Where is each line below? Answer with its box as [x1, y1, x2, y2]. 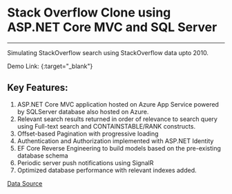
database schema [17, 151, 68, 160]
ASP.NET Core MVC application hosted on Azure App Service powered [17, 100, 220, 108]
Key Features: [7, 82, 68, 94]
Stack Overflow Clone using [7, 5, 171, 21]
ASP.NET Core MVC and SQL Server [7, 19, 217, 35]
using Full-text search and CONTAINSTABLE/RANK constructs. [17, 122, 195, 130]
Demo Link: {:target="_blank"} [7, 62, 93, 70]
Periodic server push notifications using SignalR [17, 158, 154, 166]
